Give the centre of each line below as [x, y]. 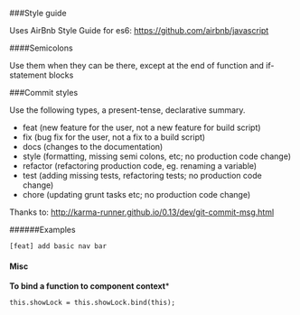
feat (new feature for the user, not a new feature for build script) [141, 127]
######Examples [42, 230]
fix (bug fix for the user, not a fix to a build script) [114, 137]
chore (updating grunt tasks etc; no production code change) [136, 195]
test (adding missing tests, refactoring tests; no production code [142, 176]
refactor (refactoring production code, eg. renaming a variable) [140, 166]
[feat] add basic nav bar [58, 246]
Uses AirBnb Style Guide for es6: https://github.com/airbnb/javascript [139, 30]
